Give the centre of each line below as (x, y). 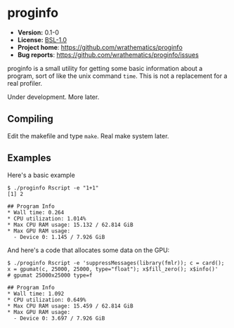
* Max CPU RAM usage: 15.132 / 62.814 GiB (70, 225)
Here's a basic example (41, 175)
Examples (29, 158)
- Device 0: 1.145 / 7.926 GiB (59, 237)
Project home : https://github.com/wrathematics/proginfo (100, 47)
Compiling (31, 119)
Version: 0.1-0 (38, 32)
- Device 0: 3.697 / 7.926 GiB (59, 318)
